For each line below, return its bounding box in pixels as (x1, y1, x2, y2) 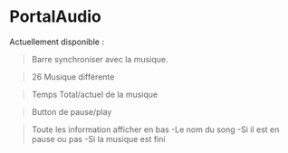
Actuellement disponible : (9, 36, 104, 47)
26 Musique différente (31, 71, 115, 82)
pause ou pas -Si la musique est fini (31, 133, 166, 144)
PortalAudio (9, 6, 102, 27)
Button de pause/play (31, 106, 112, 117)
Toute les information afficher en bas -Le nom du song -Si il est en (31, 124, 280, 135)
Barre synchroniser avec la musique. (31, 53, 169, 64)
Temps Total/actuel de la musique (31, 89, 158, 100)
